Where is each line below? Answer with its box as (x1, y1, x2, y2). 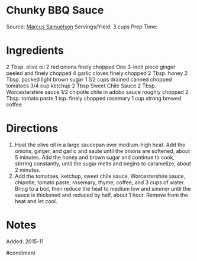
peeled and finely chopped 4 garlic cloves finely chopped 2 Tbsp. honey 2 (6, 69, 188, 77)
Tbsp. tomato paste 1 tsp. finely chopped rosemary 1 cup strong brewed (6, 94, 182, 102)
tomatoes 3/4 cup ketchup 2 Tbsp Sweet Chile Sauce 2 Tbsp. (6, 82, 157, 89)
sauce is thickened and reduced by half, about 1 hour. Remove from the (14, 191, 188, 198)
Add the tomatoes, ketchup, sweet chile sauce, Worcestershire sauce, (14, 172, 186, 180)
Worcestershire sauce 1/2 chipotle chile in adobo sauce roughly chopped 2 (6, 88, 189, 95)
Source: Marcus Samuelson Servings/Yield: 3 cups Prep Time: (6, 23, 158, 30)
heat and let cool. (14, 197, 57, 204)
